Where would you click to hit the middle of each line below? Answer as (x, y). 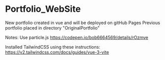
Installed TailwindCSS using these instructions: (53, 47)
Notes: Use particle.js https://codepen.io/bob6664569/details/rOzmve (77, 37)
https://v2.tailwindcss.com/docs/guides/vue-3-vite (57, 52)
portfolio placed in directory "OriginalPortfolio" (52, 28)
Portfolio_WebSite (43, 9)
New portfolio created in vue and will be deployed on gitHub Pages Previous (83, 23)
